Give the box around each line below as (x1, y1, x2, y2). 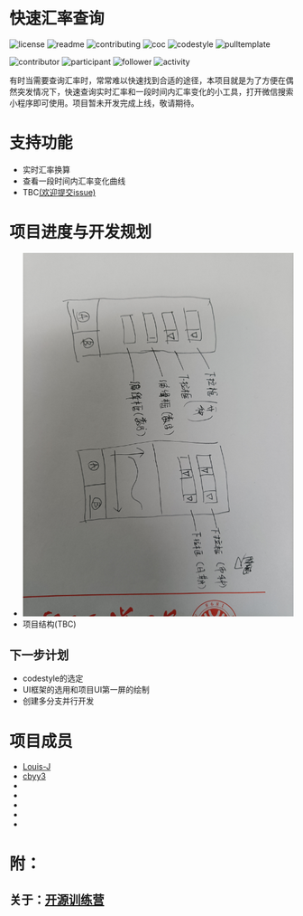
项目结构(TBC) (22, 619, 77, 629)
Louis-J (22, 761, 51, 772)
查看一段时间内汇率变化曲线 (22, 175, 126, 186)
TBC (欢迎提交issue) (22, 186, 96, 197)
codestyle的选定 (22, 673, 84, 684)
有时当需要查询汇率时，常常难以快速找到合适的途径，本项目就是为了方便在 (9, 74, 286, 86)
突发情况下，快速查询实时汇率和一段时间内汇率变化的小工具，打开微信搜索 (16, 86, 294, 97)
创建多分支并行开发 (22, 695, 95, 706)
